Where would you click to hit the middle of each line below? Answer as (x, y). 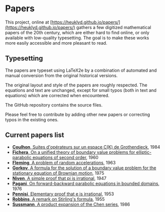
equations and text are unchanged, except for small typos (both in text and (81, 90)
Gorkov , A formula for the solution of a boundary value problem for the (84, 168)
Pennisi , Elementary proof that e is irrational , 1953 (63, 194)
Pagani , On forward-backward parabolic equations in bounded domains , (86, 183)
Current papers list (35, 135)
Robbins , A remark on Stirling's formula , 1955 (58, 199)
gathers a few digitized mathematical (114, 27)
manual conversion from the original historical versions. (62, 75)
